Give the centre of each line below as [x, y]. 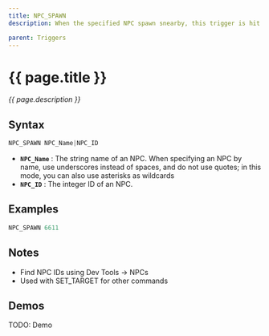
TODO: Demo [31, 325]
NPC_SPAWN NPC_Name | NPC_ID [53, 144]
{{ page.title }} [58, 77]
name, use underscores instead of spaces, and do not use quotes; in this [141, 167]
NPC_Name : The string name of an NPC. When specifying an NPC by [131, 158]
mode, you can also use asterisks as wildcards [97, 176]
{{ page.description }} [45, 99]
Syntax [26, 125]
